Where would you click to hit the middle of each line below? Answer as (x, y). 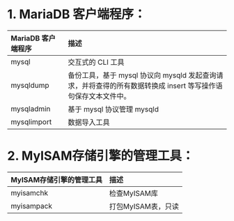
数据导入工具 (89, 122)
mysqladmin (31, 109)
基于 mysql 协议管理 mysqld (113, 109)
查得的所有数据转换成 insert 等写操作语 (159, 86)
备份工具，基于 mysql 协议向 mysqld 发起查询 (142, 75)
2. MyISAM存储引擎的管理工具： (101, 156)
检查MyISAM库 (133, 193)
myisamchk (30, 192)
